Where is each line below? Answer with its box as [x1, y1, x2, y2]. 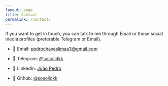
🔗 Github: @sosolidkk [12, 75, 58, 81]
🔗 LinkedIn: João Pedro [12, 65, 62, 71]
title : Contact [5, 12, 38, 17]
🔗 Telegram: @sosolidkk [12, 56, 63, 62]
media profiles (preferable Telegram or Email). [5, 36, 102, 42]
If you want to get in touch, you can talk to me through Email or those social [5, 31, 163, 37]
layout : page [5, 7, 33, 13]
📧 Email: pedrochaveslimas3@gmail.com [12, 46, 98, 52]
